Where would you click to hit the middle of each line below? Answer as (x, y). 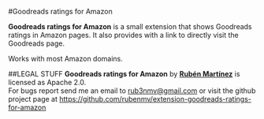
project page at (33, 99)
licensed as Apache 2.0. (47, 82)
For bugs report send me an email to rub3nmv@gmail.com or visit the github (132, 91)
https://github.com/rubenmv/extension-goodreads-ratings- (155, 99)
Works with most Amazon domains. (66, 59)
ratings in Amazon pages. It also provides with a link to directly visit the (123, 35)
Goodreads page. (37, 43)
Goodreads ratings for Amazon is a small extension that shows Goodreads (130, 26)
